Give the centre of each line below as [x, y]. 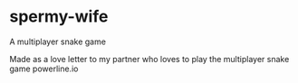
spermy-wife [59, 17]
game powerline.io [44, 69]
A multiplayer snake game [58, 41]
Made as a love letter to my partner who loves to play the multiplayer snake [149, 59]
